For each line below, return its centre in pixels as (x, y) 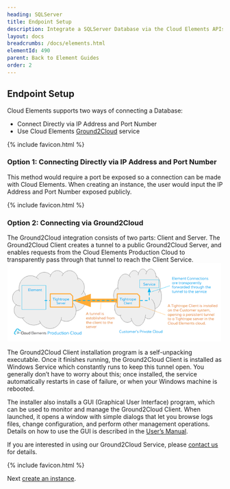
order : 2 (20, 65)
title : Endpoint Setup (39, 22)
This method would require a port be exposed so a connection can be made (114, 177)
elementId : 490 (29, 51)
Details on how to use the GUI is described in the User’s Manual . (98, 431)
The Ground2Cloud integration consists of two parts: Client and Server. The (114, 238)
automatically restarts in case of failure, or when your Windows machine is (112, 382)
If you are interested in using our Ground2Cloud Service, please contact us (113, 445)
